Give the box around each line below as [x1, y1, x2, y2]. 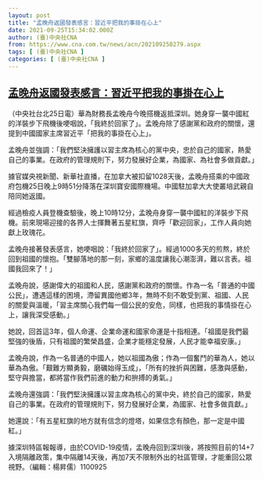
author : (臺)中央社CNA [8, 33, 77, 42]
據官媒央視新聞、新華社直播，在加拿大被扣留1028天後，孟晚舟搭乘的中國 [8, 171, 243, 181]
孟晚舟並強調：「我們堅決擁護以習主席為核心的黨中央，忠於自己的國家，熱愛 [8, 144, 252, 154]
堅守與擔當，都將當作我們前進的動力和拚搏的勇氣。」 [8, 372, 176, 382]
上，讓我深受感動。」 [8, 309, 74, 319]
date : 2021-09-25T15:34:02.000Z [8, 26, 113, 34]
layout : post [8, 11, 51, 20]
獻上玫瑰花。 [8, 227, 49, 236]
